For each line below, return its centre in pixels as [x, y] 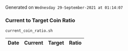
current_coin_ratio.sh [29, 31]
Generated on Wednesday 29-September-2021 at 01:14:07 [64, 7]
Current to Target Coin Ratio [40, 20]
